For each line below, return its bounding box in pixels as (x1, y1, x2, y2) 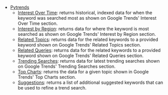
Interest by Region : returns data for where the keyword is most (17, 26, 149, 32)
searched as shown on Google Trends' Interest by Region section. (17, 31, 156, 37)
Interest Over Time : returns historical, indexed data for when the (17, 10, 153, 16)
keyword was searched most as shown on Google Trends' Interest (17, 15, 157, 21)
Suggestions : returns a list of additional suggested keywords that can (17, 79, 163, 85)
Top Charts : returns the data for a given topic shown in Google (17, 69, 149, 75)
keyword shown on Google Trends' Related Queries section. (17, 53, 144, 59)
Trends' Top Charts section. (17, 74, 76, 80)
